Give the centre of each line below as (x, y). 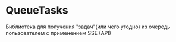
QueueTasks (37, 10)
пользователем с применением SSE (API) (58, 33)
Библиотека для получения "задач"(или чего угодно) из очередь (88, 27)
